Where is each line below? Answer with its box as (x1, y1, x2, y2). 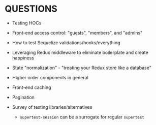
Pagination (12, 94, 35, 100)
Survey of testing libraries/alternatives (12, 104, 92, 110)
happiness (12, 54, 34, 61)
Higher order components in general (12, 74, 88, 80)
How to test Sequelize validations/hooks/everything (12, 39, 120, 46)
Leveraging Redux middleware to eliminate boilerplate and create (12, 49, 148, 55)
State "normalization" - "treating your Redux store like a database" (12, 65, 152, 71)
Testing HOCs (12, 20, 42, 26)
